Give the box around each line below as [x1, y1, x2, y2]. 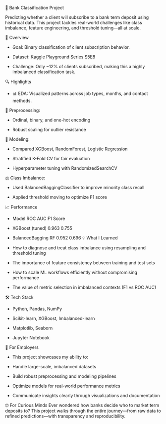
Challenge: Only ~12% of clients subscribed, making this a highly [12, 64, 145, 69]
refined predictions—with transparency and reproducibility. [5, 413, 126, 419]
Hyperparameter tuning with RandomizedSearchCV [12, 165, 117, 171]
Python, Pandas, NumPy [12, 306, 62, 312]
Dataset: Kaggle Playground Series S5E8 [12, 54, 96, 60]
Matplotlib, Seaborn [12, 325, 53, 331]
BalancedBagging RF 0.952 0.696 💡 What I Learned [12, 235, 118, 241]
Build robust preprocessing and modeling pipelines [12, 373, 116, 379]
